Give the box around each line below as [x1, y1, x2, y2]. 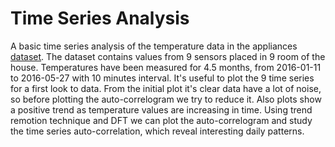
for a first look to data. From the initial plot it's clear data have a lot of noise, [10, 82, 322, 94]
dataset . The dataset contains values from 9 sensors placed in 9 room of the [10, 50, 326, 62]
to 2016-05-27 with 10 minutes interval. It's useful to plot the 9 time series [10, 72, 315, 84]
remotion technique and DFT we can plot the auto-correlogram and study [10, 114, 313, 126]
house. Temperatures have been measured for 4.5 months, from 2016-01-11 [10, 61, 322, 73]
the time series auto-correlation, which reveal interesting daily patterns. [10, 125, 305, 137]
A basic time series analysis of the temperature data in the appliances [10, 40, 298, 52]
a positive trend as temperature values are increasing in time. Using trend [10, 103, 313, 116]
